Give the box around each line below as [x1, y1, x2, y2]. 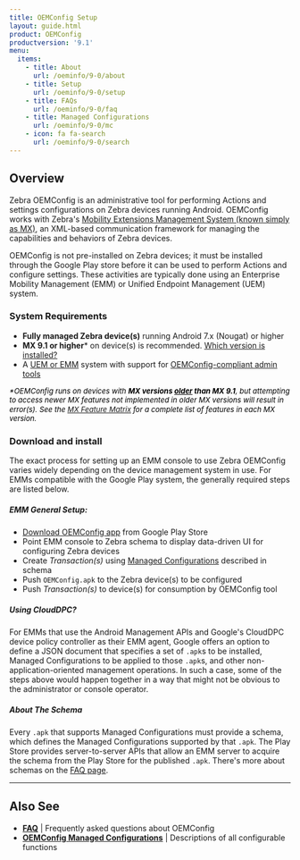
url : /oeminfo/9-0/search [32, 138, 129, 147]
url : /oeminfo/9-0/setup [32, 88, 126, 97]
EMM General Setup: [9, 504, 87, 515]
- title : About [25, 63, 82, 72]
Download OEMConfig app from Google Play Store [21, 527, 208, 537]
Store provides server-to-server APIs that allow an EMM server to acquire [9, 746, 280, 756]
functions [21, 841, 58, 852]
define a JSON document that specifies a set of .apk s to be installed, [9, 645, 262, 657]
